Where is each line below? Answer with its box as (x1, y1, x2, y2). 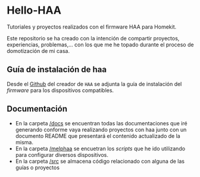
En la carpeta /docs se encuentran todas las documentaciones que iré (15, 119, 187, 127)
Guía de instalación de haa (7, 65, 107, 75)
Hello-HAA (7, 4, 62, 17)
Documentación (7, 104, 68, 114)
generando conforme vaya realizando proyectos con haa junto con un (15, 126, 187, 133)
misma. (15, 138, 33, 146)
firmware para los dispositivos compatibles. (7, 87, 114, 94)
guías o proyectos (15, 164, 60, 171)
